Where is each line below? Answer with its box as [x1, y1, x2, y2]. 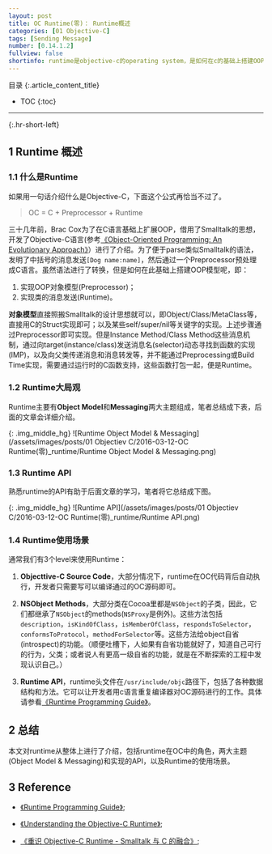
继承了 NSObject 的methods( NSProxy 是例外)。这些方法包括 [34, 609, 223, 619]
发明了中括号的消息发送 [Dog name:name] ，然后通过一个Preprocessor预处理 [8, 254, 257, 264]
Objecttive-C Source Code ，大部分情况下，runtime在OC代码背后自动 [19, 571, 253, 581]
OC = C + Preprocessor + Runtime [28, 207, 143, 217]
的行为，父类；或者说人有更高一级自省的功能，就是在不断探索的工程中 [19, 649, 255, 660]
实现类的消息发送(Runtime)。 [19, 292, 117, 302]
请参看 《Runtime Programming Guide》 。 [19, 697, 155, 707]
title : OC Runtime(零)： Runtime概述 [8, 19, 131, 28]
